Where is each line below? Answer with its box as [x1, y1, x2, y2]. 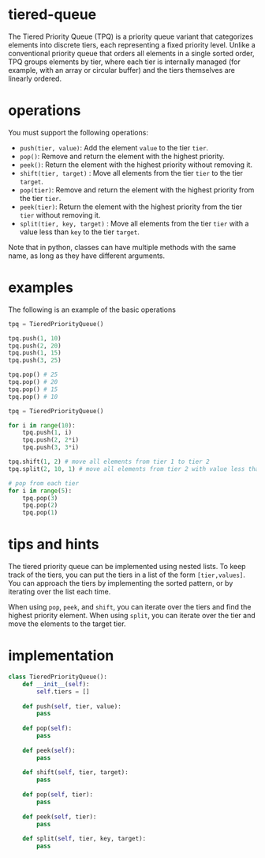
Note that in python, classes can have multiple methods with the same [8, 242, 237, 252]
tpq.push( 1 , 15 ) [8, 349, 62, 357]
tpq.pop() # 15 [8, 385, 58, 393]
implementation [8, 647, 114, 665]
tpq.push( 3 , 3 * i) [22, 443, 80, 452]
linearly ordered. [8, 74, 62, 83]
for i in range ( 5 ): [8, 487, 73, 495]
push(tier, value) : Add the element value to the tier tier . [19, 142, 209, 152]
